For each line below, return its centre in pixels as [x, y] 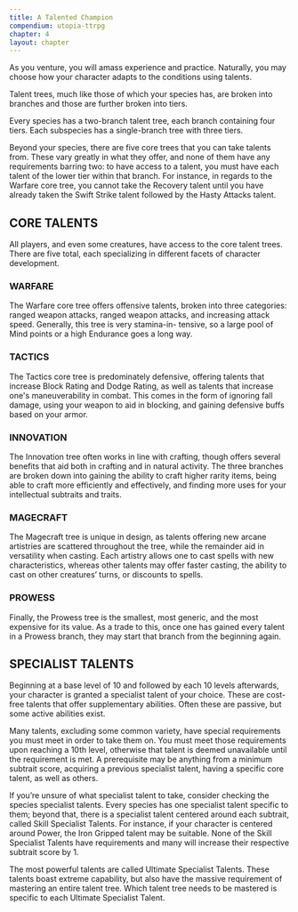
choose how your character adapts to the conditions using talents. [130, 77]
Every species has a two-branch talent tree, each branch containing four [142, 121]
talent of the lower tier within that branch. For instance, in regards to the [141, 176]
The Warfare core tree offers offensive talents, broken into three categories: [148, 306]
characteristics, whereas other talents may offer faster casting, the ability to [148, 565]
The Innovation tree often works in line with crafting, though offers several [145, 456]
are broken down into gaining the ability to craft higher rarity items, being [143, 475]
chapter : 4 [29, 34]
